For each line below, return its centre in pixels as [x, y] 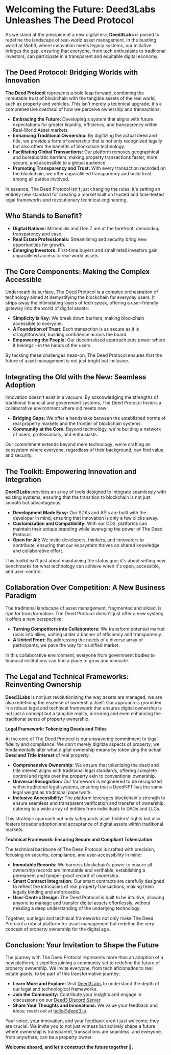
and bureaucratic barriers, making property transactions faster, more [85, 157]
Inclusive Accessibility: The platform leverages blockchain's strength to [89, 798]
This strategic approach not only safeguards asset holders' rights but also [83, 818]
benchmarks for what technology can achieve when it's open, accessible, [83, 566]
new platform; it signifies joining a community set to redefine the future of [83, 963]
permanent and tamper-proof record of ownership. [66, 876]
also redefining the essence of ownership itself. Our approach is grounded [83, 702]
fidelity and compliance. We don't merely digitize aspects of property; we [82, 744]
